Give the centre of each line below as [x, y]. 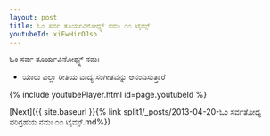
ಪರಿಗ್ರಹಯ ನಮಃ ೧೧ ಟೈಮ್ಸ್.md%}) [60, 122]
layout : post [33, 17]
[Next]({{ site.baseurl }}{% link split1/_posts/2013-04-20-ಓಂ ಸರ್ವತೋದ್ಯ [135, 112]
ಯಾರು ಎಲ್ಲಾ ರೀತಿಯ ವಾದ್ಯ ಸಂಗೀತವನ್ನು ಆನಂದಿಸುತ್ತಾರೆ [94, 77]
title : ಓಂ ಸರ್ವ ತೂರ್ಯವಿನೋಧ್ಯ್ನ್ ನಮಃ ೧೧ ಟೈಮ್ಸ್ [80, 26]
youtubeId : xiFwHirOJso [53, 34]
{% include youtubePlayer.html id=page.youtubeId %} [108, 95]
